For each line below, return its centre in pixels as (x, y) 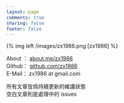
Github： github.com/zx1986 (42, 66)
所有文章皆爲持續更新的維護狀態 (46, 87)
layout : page (23, 12)
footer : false (24, 29)
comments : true (25, 18)
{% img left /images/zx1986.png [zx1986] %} (62, 46)
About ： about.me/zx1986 (40, 59)
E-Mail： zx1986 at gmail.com (43, 74)
